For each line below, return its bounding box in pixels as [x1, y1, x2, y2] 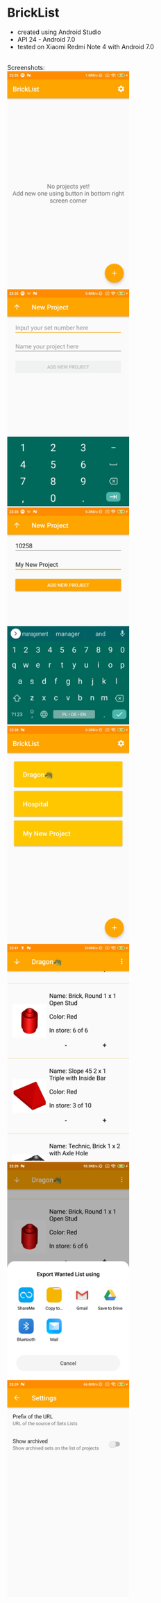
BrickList [7, 5, 60, 21]
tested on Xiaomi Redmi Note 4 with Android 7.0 [17, 42, 155, 51]
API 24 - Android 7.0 [17, 35, 76, 43]
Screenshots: [7, 63, 45, 71]
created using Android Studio [17, 28, 101, 36]
